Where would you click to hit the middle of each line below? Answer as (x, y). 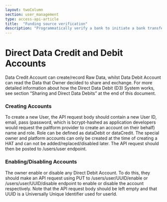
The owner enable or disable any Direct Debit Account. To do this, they (78, 173)
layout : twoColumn (24, 10)
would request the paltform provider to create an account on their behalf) (80, 128)
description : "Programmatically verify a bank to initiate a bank (75, 28)
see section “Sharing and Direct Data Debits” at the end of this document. (81, 93)
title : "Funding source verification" (46, 24)
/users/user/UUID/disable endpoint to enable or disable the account (75, 183)
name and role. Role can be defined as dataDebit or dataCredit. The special (82, 133)
